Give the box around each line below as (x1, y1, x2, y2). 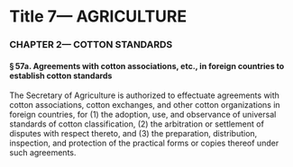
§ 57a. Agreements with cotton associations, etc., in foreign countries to (9, 60, 285, 71)
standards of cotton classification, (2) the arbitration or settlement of (9, 119, 264, 129)
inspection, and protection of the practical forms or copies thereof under (9, 137, 279, 149)
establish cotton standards (9, 70, 113, 81)
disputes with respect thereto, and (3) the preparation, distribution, (9, 128, 258, 139)
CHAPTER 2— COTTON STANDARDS (9, 39, 173, 51)
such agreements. (9, 147, 77, 158)
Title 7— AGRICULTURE (9, 6, 188, 27)
